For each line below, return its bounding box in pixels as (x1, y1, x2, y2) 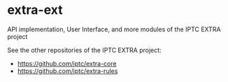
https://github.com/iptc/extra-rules (17, 67, 118, 75)
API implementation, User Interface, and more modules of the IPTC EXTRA (7, 25, 222, 33)
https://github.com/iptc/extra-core (17, 59, 117, 67)
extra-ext (7, 2, 63, 18)
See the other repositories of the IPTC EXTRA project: (7, 46, 162, 54)
